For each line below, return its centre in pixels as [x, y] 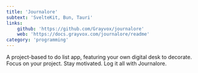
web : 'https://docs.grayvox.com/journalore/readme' [83, 34]
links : [14, 23]
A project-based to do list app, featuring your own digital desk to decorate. [99, 57]
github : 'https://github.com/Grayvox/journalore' [81, 29]
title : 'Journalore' [32, 12]
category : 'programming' [37, 40]
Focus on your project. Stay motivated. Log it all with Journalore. [87, 63]
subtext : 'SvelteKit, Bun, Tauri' [50, 17]
